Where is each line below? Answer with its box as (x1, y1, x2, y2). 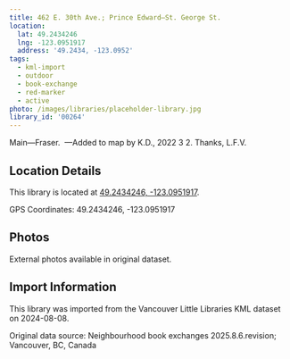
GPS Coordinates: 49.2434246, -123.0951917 (9, 204, 176, 214)
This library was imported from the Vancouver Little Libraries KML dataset (9, 303, 281, 313)
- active (17, 96, 50, 105)
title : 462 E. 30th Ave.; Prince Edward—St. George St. (9, 13, 221, 22)
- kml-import (17, 63, 66, 72)
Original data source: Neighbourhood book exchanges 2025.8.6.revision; (9, 330, 277, 340)
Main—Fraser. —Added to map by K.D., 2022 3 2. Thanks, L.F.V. (9, 138, 247, 148)
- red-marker (17, 88, 66, 96)
